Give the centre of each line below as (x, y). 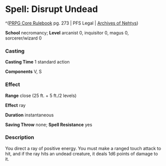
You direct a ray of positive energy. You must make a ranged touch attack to (83, 148)
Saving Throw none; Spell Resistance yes (49, 124)
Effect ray (15, 105)
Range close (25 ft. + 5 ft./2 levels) (41, 95)
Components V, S (23, 71)
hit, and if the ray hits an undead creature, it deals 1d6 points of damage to (82, 153)
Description (20, 137)
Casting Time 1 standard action (37, 62)
